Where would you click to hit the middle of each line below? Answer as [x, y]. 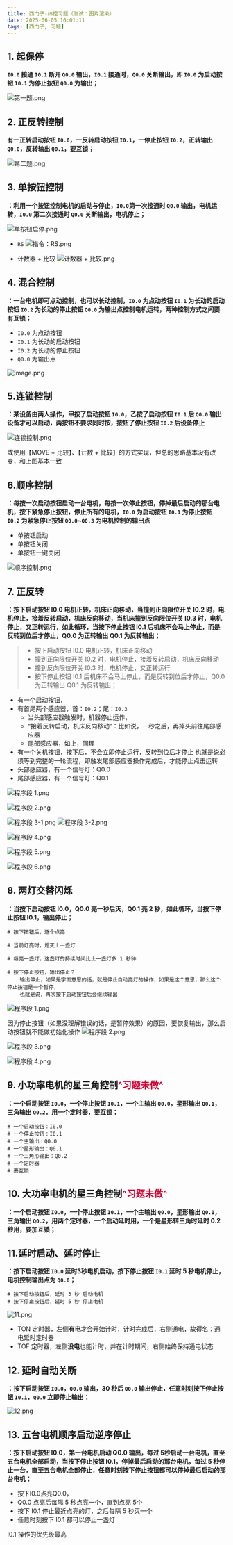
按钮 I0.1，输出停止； [43, 917]
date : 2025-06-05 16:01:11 [46, 20]
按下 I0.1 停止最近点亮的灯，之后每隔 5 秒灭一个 [85, 1511]
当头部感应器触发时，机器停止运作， [79, 717]
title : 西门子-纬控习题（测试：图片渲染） [61, 14]
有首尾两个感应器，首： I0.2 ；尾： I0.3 [72, 709]
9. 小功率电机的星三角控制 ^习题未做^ [85, 1085]
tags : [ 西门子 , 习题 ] [36, 26]
